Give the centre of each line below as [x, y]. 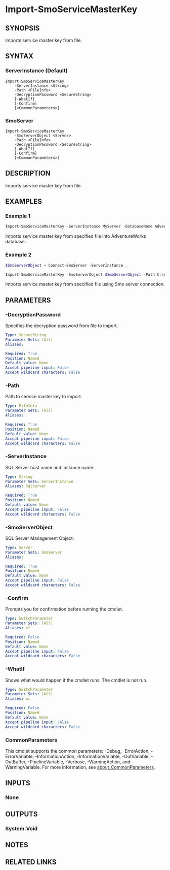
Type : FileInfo [21, 406]
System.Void [22, 828]
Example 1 [18, 216]
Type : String [19, 477]
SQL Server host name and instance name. [50, 467]
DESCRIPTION [28, 173]
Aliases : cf [18, 628]
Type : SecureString [26, 335]
